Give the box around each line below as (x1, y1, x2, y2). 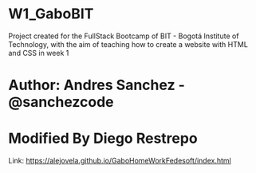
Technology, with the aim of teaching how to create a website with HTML (8, 39, 249, 49)
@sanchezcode (8, 93, 114, 112)
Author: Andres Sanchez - (8, 77, 186, 94)
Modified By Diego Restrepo (8, 129, 198, 147)
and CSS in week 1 (8, 48, 69, 57)
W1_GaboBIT (8, 5, 94, 23)
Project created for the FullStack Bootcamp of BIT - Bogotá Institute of (8, 31, 239, 41)
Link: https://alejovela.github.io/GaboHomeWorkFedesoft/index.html (8, 156, 231, 166)
